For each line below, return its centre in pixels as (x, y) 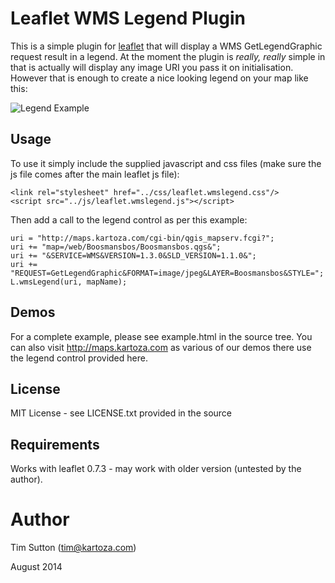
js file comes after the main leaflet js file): (95, 174)
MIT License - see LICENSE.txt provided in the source (121, 413)
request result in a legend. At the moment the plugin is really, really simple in (168, 56)
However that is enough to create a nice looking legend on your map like (159, 78)
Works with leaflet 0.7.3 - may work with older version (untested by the (156, 469)
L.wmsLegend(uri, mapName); (69, 282)
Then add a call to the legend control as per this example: (129, 219)
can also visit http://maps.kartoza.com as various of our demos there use (161, 347)
